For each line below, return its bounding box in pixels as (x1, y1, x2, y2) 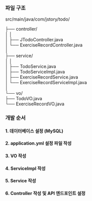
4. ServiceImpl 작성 (5, 165, 46, 171)
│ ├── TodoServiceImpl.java (5, 69, 65, 75)
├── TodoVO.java (5, 96, 42, 102)
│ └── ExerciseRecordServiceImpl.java (5, 80, 87, 86)
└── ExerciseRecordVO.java (5, 101, 65, 107)
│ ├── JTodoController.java (5, 37, 63, 43)
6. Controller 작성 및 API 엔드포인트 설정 (5, 190, 86, 196)
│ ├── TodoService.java (5, 63, 57, 70)
